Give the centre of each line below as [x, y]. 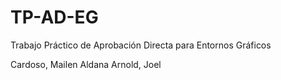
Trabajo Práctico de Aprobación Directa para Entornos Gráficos [141, 45]
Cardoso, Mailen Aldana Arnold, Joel [86, 64]
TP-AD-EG [54, 17]
